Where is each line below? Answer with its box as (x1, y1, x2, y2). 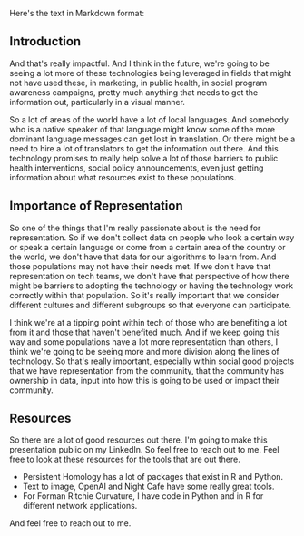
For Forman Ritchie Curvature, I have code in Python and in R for (22, 491, 264, 502)
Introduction (9, 34, 82, 49)
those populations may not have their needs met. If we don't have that (9, 260, 271, 271)
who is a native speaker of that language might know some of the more (9, 123, 275, 134)
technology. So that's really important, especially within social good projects (9, 356, 295, 366)
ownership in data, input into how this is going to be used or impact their (9, 375, 279, 385)
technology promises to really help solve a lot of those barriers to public (9, 152, 279, 163)
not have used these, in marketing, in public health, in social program (9, 77, 268, 88)
